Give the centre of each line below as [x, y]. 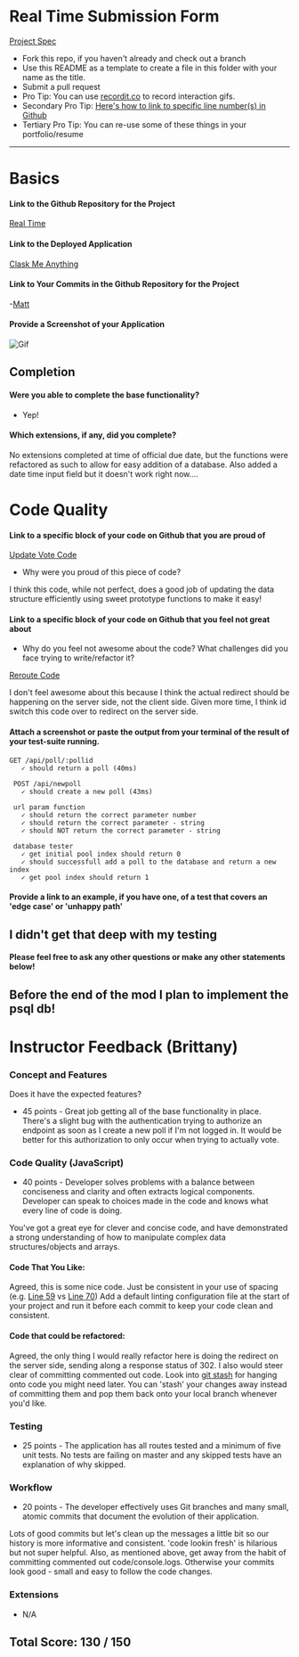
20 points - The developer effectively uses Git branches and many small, [155, 1507]
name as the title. [54, 77]
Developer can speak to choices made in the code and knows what [145, 1202]
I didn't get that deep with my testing [113, 935]
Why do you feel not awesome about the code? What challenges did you [155, 649]
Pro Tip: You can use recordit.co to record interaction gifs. [129, 96]
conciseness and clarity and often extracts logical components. [138, 1192]
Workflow [31, 1488]
